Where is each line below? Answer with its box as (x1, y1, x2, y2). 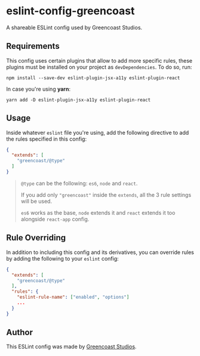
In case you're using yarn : (6, 85, 70, 92)
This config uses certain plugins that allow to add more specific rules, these (6, 57, 193, 64)
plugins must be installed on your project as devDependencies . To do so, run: (6, 63, 192, 70)
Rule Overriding (6, 233, 66, 243)
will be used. (20, 197, 53, 205)
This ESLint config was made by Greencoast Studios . (6, 343, 137, 350)
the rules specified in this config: (6, 135, 87, 143)
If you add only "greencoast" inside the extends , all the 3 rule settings (20, 191, 192, 198)
